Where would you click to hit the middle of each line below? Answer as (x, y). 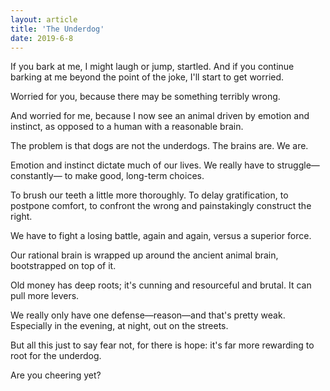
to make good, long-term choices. (134, 176)
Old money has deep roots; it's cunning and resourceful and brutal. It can (161, 285)
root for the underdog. (56, 356)
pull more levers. (45, 296)
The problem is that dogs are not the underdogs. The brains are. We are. (159, 146)
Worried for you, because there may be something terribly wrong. (145, 97)
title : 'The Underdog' (57, 29)
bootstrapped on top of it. (63, 266)
